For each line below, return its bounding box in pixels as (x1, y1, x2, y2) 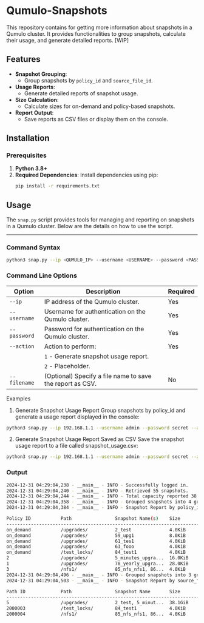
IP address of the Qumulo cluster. (44, 297, 140, 306)
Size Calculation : (15, 96, 59, 103)
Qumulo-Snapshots (6, 4, 107, 18)
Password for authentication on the (44, 325, 144, 333)
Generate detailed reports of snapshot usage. (24, 89, 138, 97)
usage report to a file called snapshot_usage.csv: (15, 442, 138, 450)
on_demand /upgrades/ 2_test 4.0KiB (6, 527, 186, 533)
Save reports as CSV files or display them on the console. (24, 115, 168, 123)
